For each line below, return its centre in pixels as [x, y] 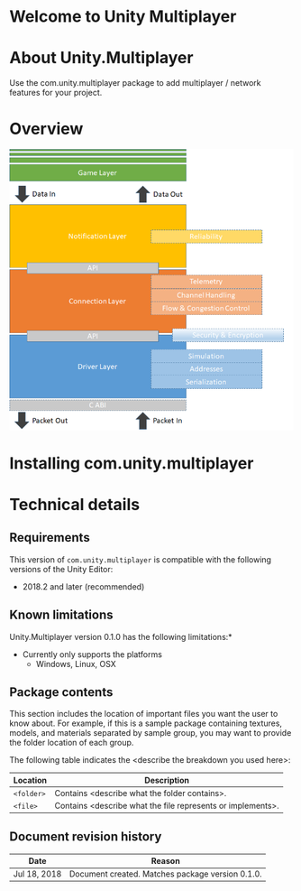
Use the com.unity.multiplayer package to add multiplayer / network [135, 83]
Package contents [61, 692]
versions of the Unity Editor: [61, 569]
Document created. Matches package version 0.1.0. [166, 874]
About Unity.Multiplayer [101, 58]
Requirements [50, 538]
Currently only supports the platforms [92, 654]
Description [166, 780]
